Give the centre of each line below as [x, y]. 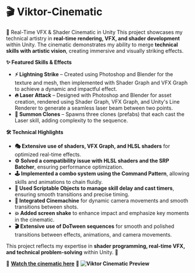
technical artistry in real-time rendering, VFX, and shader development [93, 38]
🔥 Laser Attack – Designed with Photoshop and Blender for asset [93, 95]
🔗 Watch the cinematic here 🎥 [43, 263]
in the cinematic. [34, 219]
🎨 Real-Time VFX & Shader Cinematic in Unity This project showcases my [94, 32]
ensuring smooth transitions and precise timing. [72, 194]
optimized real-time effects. [48, 154]
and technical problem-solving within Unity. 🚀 [62, 252]
